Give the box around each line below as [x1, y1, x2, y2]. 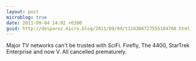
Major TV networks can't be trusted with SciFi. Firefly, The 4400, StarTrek [6, 42, 190, 49]
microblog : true [6, 14, 47, 20]
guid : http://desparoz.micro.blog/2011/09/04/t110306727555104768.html [6, 25, 190, 32]
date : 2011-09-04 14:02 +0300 [6, 20, 83, 26]
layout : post [6, 8, 39, 15]
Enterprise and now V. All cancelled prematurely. [6, 48, 127, 56]
